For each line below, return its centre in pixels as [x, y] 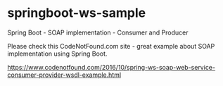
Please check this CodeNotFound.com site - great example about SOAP [111, 46]
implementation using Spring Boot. [57, 54]
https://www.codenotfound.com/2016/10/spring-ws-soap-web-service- [111, 67]
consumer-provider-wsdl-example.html [64, 75]
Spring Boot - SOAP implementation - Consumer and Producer [98, 32]
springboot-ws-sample [77, 13]
